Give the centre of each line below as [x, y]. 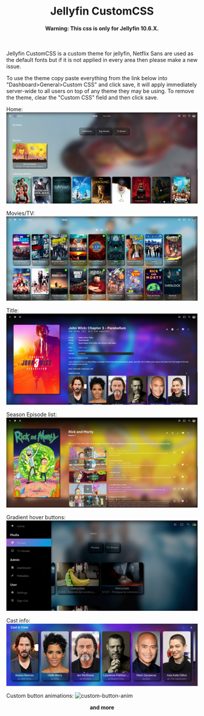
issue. [14, 66]
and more [102, 707]
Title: [13, 310]
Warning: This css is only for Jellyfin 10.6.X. [102, 28]
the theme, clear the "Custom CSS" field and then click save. [82, 98]
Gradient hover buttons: [36, 517]
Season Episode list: [32, 414]
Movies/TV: [21, 213]
